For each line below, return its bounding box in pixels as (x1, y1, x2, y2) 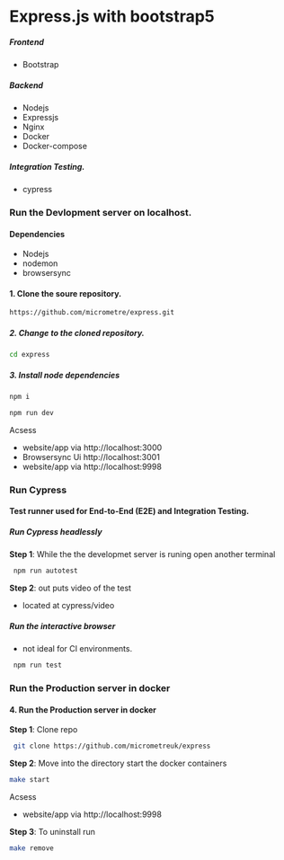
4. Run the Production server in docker (9, 704, 157, 715)
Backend (9, 79, 43, 91)
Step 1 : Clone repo (9, 724, 78, 735)
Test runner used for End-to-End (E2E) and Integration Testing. (9, 506, 250, 517)
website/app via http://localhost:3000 (22, 442, 163, 453)
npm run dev (9, 408, 54, 417)
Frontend (9, 36, 45, 47)
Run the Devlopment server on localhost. (9, 207, 192, 219)
